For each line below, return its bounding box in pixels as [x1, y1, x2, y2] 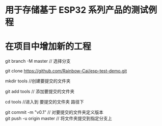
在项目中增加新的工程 [5, 41, 92, 52]
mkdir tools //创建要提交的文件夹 [5, 78, 71, 84]
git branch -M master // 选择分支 [5, 58, 71, 64]
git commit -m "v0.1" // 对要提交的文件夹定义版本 [5, 109, 104, 115]
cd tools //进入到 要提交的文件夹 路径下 [5, 99, 84, 105]
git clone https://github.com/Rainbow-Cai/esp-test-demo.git [5, 68, 127, 74]
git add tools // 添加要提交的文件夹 [5, 89, 75, 95]
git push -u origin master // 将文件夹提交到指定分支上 [5, 116, 112, 122]
